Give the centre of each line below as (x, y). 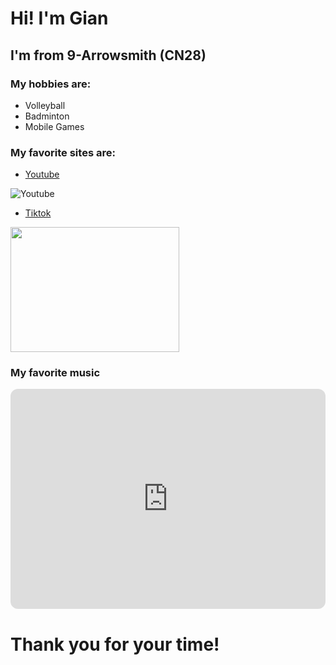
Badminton (47, 116)
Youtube (42, 174)
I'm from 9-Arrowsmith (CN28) (108, 55)
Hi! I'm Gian (59, 18)
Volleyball (45, 105)
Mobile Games (54, 126)
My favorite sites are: (63, 152)
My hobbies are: (51, 84)
